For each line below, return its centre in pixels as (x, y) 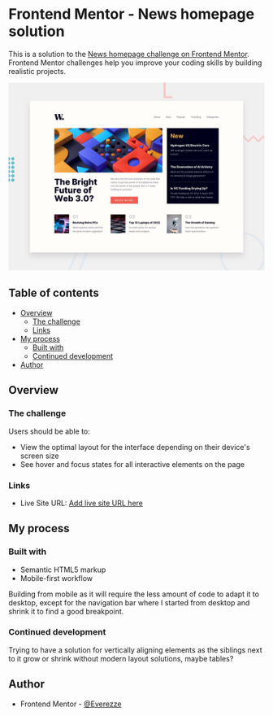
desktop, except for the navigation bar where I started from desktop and (129, 602)
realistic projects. (37, 71)
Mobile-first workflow (56, 578)
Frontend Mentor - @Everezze (71, 704)
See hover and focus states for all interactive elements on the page (132, 464)
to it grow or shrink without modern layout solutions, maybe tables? (121, 658)
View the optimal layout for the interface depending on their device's (135, 447)
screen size (39, 456)
